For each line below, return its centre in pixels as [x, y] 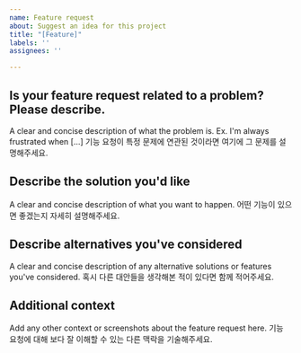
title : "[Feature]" [46, 34]
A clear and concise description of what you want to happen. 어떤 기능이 [142, 204]
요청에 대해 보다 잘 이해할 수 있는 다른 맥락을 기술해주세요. [111, 340]
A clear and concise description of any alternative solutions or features [141, 266]
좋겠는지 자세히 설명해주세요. [69, 216]
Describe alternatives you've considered [126, 245]
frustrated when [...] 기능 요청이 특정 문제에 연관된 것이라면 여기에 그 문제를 [143, 141]
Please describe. [58, 109]
